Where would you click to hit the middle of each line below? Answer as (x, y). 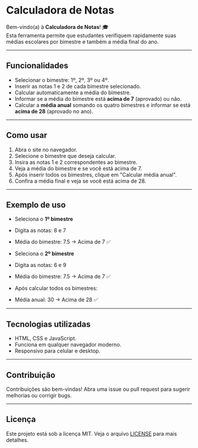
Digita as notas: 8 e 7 (40, 230)
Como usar (27, 135)
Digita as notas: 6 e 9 (40, 265)
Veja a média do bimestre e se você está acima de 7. (78, 168)
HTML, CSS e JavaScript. (45, 338)
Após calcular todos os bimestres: (56, 288)
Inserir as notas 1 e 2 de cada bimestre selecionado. (78, 86)
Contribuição (31, 375)
